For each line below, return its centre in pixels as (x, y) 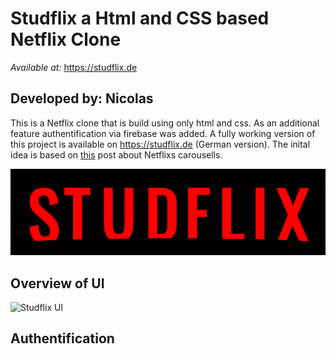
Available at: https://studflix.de (74, 67)
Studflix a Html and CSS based (140, 18)
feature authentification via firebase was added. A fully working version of (163, 133)
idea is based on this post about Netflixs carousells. (116, 154)
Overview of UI (57, 283)
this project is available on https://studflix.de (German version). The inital (160, 144)
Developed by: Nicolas (82, 98)
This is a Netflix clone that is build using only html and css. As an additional (165, 123)
